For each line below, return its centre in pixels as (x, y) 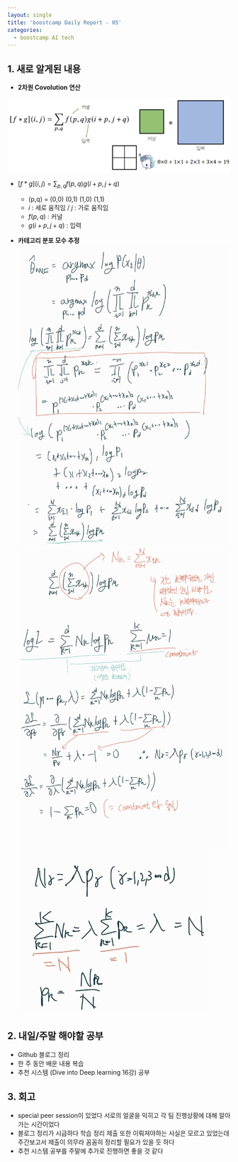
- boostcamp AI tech (44, 38)
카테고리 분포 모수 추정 (49, 240)
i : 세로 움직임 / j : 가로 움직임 (68, 207)
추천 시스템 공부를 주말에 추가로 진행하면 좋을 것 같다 (90, 1151)
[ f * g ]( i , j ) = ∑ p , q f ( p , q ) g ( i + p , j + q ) (69, 184)
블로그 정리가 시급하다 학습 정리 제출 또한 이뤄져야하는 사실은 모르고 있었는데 (124, 1133)
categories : (25, 30)
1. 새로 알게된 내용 (44, 69)
